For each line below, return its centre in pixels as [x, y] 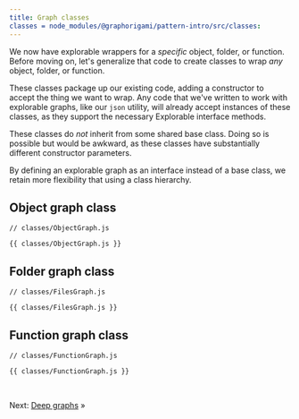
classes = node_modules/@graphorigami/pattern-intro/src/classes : [135, 26]
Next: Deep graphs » [47, 405]
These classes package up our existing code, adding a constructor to [137, 88]
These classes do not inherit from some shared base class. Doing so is [139, 133]
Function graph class [69, 335]
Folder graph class [62, 271]
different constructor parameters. [71, 152]
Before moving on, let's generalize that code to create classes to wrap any [146, 61]
